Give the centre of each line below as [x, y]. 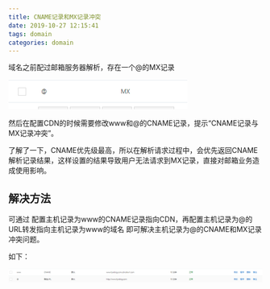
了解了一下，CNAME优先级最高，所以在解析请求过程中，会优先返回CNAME [133, 151]
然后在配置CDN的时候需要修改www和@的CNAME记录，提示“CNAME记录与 [133, 123]
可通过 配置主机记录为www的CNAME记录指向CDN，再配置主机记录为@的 [131, 219]
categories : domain [41, 43]
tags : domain [30, 34]
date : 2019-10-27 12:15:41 [54, 25]
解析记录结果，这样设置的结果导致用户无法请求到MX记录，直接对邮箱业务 [131, 160]
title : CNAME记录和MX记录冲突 [55, 17]
